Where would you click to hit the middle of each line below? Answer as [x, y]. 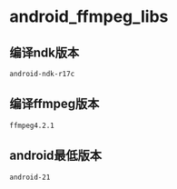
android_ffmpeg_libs [89, 17]
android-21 [30, 177]
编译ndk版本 [44, 52]
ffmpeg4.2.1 [32, 125]
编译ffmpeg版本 [54, 104]
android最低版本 [56, 156]
